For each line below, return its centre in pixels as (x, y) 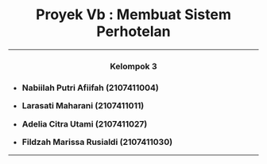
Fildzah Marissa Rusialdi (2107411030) (97, 142)
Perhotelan (133, 31)
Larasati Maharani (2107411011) (83, 106)
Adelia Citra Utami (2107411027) (85, 123)
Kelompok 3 (133, 66)
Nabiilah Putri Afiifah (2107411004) (90, 88)
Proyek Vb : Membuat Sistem (133, 15)
